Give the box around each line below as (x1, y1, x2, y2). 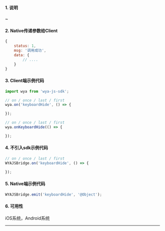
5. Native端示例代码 (5, 181, 46, 187)
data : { (14, 53, 29, 58)
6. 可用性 (5, 203, 24, 209)
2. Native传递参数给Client (5, 28, 58, 33)
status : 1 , (14, 43, 36, 49)
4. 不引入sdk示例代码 (5, 145, 48, 151)
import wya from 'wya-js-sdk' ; (5, 89, 69, 94)
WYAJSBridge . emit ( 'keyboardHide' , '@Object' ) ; (5, 192, 102, 197)
